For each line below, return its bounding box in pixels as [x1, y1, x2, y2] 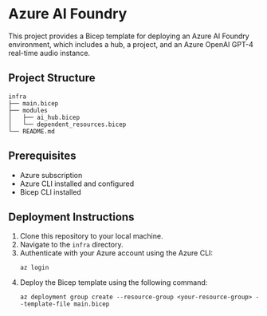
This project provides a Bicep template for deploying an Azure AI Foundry [8, 31, 249, 41]
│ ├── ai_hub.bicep [8, 113, 80, 121]
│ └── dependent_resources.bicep [8, 120, 127, 128]
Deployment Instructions [8, 210, 135, 223]
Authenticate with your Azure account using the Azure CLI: [19, 248, 214, 258]
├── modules [8, 106, 48, 114]
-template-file [19, 300, 71, 308]
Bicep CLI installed [19, 187, 81, 196]
